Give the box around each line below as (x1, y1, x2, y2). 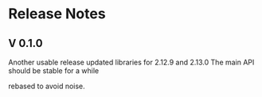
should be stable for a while (8, 66, 100, 76)
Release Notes (8, 5, 106, 23)
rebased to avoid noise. (8, 81, 85, 91)
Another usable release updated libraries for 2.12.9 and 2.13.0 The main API (8, 57, 255, 67)
